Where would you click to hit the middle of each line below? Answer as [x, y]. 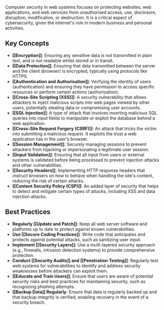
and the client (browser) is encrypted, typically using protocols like [80, 71]
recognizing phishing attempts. [43, 286]
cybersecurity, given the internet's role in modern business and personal [79, 23]
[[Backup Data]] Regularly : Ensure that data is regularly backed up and [84, 292]
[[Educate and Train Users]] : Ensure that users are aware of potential [83, 276]
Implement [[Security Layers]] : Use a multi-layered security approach [84, 245]
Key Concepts [27, 44]
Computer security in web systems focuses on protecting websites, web [78, 7]
